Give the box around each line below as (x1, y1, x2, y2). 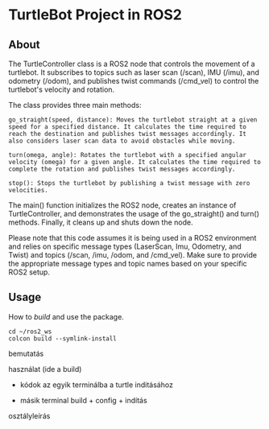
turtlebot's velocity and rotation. (8, 85, 115, 94)
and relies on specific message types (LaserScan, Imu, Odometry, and (8, 241, 242, 251)
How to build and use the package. (8, 311, 125, 321)
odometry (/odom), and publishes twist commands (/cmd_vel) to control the (8, 76, 259, 85)
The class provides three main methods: (8, 101, 142, 109)
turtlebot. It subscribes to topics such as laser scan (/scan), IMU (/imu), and (8, 68, 260, 77)
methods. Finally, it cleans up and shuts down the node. (8, 217, 193, 227)
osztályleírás (8, 410, 51, 420)
